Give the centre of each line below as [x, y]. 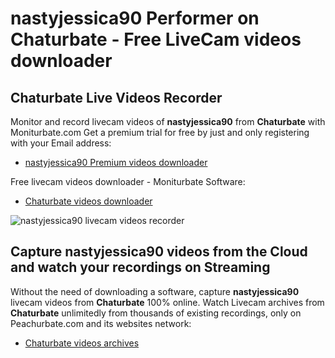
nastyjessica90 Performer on [135, 18]
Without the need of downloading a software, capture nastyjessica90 [155, 291]
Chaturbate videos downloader [88, 201]
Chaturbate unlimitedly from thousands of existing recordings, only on [156, 313]
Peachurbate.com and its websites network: [101, 323]
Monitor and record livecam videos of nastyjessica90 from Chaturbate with [168, 121]
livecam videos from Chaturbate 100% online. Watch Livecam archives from [167, 302]
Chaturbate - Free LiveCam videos [156, 39]
